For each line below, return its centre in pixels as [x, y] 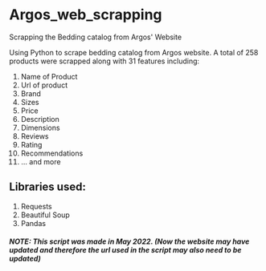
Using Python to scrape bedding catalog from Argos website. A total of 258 [134, 52]
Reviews [35, 136]
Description [40, 119]
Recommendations [52, 153]
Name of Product [49, 76]
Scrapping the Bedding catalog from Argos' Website [96, 37]
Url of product [44, 85]
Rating [31, 144]
